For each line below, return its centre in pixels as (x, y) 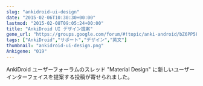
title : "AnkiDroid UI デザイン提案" (50, 29)
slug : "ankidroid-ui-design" (43, 12)
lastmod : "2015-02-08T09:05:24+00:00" (55, 23)
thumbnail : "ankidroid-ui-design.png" (55, 46)
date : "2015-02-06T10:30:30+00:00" (51, 18)
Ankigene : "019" (27, 51)
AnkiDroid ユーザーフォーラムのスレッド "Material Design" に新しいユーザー (101, 69)
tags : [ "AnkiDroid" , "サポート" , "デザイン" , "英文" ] (67, 40)
